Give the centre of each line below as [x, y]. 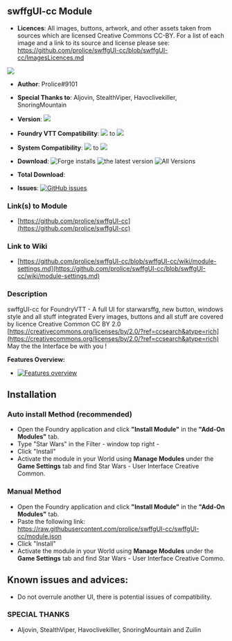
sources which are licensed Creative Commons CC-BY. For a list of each [121, 35]
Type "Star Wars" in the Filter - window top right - [88, 444]
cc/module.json [39, 536]
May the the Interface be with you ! [57, 346]
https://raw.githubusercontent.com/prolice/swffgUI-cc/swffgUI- [108, 529]
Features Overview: [36, 359]
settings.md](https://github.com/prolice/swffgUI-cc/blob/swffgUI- [111, 269]
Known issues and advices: [68, 580]
